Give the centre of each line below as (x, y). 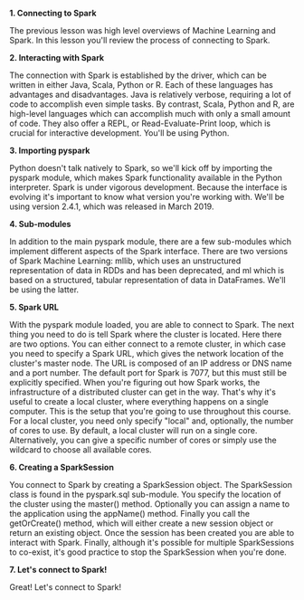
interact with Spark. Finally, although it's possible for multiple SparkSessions (152, 543)
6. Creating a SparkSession (62, 467)
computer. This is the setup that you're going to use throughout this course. (150, 411)
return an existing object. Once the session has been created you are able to (152, 533)
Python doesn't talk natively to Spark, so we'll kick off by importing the (141, 168)
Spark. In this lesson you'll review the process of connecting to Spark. (140, 40)
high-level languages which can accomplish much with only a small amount (150, 114)
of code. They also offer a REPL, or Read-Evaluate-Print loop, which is (140, 123)
